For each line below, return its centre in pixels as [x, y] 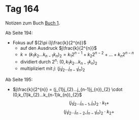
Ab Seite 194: [19, 33]
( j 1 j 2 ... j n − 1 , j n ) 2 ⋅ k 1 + [89, 103]
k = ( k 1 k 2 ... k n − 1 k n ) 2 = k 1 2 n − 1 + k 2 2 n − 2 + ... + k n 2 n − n [77, 54]
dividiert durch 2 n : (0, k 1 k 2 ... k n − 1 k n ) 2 [59, 62]
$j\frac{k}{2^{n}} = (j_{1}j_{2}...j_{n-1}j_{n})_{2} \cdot [67, 89]
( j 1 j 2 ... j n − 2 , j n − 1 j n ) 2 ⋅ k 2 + [89, 112]
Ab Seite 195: [19, 79]
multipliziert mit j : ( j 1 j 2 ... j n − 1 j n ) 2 [53, 69]
